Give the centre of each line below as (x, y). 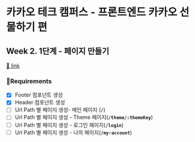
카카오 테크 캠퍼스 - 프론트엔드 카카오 (92, 12)
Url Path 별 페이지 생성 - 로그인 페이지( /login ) (69, 125)
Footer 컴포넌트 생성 (39, 95)
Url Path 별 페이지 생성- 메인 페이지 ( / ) (60, 110)
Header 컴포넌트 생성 (40, 103)
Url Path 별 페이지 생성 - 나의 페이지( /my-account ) (73, 132)
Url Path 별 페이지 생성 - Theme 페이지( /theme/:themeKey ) (84, 118)
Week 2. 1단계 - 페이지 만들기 (58, 51)
